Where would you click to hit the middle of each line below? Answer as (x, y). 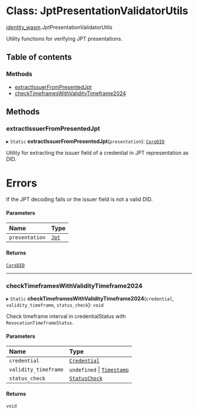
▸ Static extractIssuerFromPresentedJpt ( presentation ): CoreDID (85, 141)
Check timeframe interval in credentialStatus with (66, 316)
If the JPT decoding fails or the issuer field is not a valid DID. (80, 200)
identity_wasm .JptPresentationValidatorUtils (60, 27)
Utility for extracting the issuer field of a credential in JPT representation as (98, 153)
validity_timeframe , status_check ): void (55, 305)
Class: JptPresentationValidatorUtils (97, 11)
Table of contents (39, 57)
